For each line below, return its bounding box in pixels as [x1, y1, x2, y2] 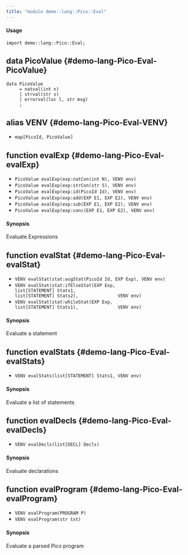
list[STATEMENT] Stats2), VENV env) [14, 293, 142, 299]
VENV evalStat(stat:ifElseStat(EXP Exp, [14, 283, 116, 289]
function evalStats [6, 347, 75, 357]
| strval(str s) [19, 91, 60, 97]
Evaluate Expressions [6, 233, 58, 240]
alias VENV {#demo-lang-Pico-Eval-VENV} [6, 117, 168, 128]
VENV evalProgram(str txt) [14, 517, 81, 523]
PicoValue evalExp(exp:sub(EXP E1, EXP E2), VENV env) [14, 201, 153, 207]
